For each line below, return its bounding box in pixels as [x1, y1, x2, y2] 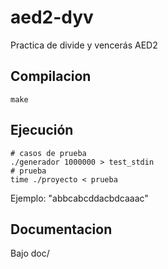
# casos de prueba [10, 148, 87, 158]
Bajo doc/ [10, 247, 50, 260]
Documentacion [10, 221, 113, 238]
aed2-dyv [10, 6, 94, 29]
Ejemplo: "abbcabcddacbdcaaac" [10, 192, 149, 204]
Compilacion [10, 68, 92, 85]
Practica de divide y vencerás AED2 [10, 39, 158, 51]
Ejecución [10, 122, 74, 139]
